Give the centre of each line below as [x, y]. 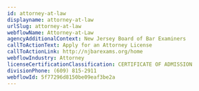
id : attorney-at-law [37, 13]
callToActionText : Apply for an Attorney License [80, 45]
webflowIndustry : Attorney [46, 58]
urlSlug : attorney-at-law [44, 26]
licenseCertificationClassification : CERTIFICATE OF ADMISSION [100, 64]
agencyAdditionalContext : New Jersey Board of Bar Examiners [97, 39]
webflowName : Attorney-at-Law [51, 32]
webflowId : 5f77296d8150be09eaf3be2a [61, 77]
